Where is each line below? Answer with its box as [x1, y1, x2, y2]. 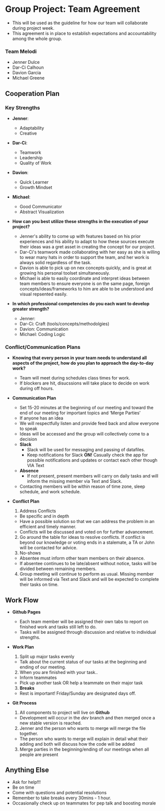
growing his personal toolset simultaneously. [19, 270, 110, 276]
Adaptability [19, 125, 44, 131]
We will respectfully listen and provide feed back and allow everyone [19, 421, 159, 427]
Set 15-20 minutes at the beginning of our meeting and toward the [19, 405, 154, 411]
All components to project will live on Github [19, 710, 110, 716]
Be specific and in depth [19, 513, 69, 519]
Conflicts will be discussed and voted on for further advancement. [19, 529, 154, 535]
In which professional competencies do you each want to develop [12, 300, 150, 306]
